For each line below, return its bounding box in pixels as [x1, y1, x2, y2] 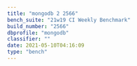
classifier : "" [7, 36, 51, 43]
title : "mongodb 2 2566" [7, 10, 78, 17]
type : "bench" [7, 49, 48, 56]
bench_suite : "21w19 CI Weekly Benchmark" [7, 16, 131, 23]
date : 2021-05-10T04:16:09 [7, 42, 85, 49]
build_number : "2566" [7, 23, 70, 30]
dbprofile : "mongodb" [7, 29, 70, 36]
